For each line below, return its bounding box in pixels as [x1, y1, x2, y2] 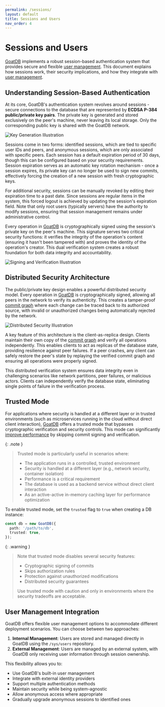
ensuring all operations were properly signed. [5, 358, 98, 364]
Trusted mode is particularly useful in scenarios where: [17, 450, 130, 456]
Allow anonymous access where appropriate [12, 691, 103, 697]
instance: [5, 511, 24, 517]
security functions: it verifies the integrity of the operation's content [5, 234, 143, 239]
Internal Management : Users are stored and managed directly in [12, 635, 144, 641]
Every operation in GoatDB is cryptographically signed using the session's [5, 224, 156, 229]
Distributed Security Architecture [5, 273, 110, 282]
